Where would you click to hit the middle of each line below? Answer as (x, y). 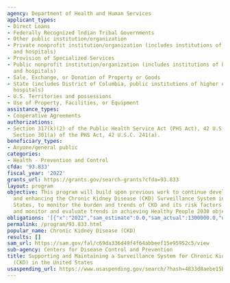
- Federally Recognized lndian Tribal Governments (81, 33)
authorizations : (30, 122)
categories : (24, 154)
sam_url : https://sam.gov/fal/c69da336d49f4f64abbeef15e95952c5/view (108, 244)
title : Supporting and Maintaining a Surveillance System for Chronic (110, 256)
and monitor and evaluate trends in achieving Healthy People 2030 (112, 212)
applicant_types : (32, 20)
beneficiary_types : (35, 141)
